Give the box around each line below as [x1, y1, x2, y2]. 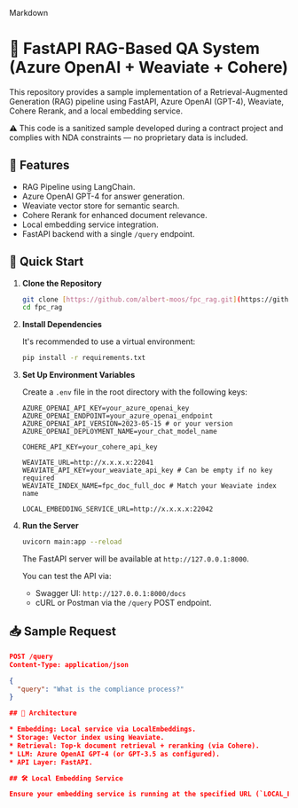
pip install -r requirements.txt [21, 354, 146, 363]
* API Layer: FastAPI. [9, 757, 93, 766]
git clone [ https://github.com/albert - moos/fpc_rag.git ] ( [21, 294, 241, 304]
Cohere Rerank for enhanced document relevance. [21, 209, 208, 220]
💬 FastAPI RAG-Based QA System [9, 39, 260, 59]
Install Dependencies [21, 319, 102, 330]
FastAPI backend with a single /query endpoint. [21, 228, 195, 239]
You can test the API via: [21, 571, 112, 582]
